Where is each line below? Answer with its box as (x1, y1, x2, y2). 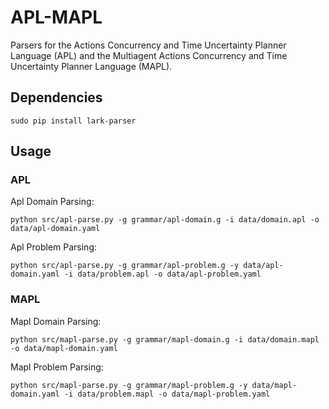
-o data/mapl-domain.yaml (10, 343, 118, 353)
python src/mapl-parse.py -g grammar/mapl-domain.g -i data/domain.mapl (10, 334, 320, 345)
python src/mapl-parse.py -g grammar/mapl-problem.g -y (10, 380, 248, 390)
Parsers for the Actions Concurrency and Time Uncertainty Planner (10, 39, 287, 51)
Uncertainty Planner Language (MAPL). (10, 60, 173, 72)
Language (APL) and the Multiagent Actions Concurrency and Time (10, 49, 288, 61)
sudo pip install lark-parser (10, 116, 137, 126)
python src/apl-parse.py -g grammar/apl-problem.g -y (10, 261, 240, 271)
